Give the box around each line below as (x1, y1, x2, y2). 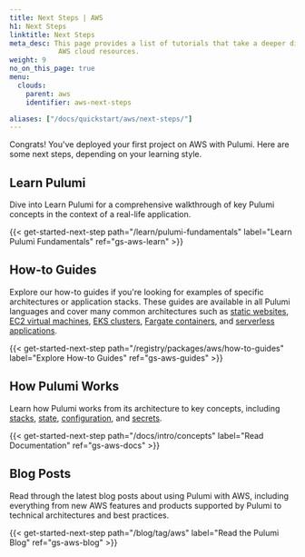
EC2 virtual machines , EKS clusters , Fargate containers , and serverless (9, 315, 275, 326)
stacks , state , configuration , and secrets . (9, 413, 162, 423)
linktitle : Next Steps (9, 30, 95, 39)
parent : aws (25, 89, 71, 98)
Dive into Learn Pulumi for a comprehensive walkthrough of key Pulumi (9, 199, 275, 210)
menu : (9, 73, 30, 82)
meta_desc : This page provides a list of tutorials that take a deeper (9, 38, 286, 48)
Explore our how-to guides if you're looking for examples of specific (9, 286, 265, 297)
